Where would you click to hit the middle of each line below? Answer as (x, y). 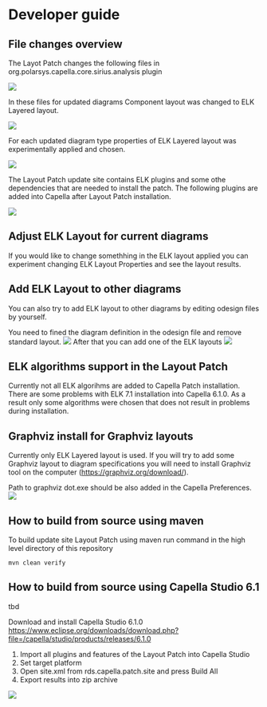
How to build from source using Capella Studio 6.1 (134, 587)
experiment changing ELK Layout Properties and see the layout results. (125, 264)
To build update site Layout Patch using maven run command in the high (127, 540)
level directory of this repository (61, 549)
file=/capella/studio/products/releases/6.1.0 (80, 639)
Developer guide (64, 15)
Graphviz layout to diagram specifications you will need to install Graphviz (130, 464)
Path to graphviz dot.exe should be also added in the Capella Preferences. (130, 488)
